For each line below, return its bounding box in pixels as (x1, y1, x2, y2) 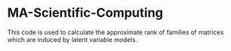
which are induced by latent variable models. (7, 35, 137, 43)
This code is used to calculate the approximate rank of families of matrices (7, 28, 224, 36)
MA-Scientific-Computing (7, 5, 163, 21)
